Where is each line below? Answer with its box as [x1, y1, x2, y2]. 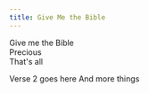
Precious [9, 46, 42, 58]
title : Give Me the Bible [9, 12, 105, 22]
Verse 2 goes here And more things [9, 73, 140, 84]
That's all [9, 56, 43, 66]
